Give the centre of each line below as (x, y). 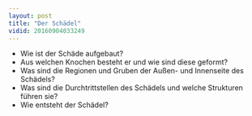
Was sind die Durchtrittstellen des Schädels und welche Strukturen (131, 88)
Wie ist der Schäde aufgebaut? (72, 54)
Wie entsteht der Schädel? (64, 105)
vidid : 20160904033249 (47, 31)
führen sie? (39, 97)
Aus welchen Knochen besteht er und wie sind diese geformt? (124, 62)
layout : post (30, 16)
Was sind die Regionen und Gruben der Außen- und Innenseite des (132, 71)
